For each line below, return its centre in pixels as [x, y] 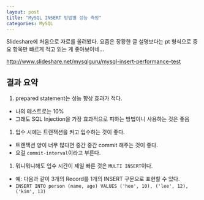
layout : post [23, 12]
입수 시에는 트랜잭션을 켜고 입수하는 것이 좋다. [70, 132]
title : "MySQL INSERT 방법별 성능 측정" [54, 18]
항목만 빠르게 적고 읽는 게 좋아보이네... [58, 49]
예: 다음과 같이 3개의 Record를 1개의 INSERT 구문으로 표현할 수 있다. [97, 179]
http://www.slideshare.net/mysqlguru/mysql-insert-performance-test [94, 61]
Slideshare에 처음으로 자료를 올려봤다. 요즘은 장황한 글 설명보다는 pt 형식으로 [99, 42]
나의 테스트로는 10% [40, 112]
